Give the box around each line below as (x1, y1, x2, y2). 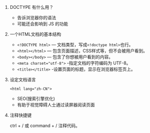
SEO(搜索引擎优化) (17, 96, 55, 102)
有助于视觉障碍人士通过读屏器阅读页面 (17, 102, 95, 107)
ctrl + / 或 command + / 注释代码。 (9, 123, 80, 129)
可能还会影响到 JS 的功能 (17, 21, 68, 27)
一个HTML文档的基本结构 (9, 31, 61, 37)
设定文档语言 (9, 77, 36, 82)
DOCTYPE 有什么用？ (9, 4, 54, 10)
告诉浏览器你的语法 (17, 15, 57, 21)
